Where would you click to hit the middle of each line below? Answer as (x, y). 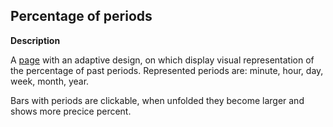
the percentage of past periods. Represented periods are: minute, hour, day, (167, 70)
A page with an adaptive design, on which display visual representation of (162, 60)
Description (35, 40)
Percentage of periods (81, 16)
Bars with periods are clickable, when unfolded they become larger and (157, 100)
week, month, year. (50, 81)
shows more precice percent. (71, 111)
